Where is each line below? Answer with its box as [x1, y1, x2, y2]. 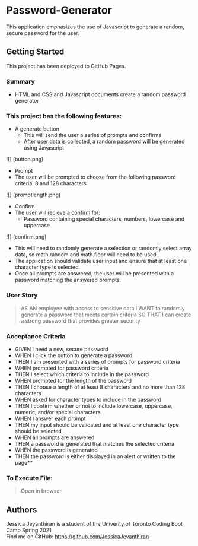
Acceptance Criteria [6, 332, 66, 340]
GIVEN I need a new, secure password [14, 345, 108, 353]
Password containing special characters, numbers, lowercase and [23, 215, 185, 223]
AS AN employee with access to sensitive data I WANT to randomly [20, 304, 185, 312]
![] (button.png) [6, 155, 44, 163]
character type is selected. [14, 264, 81, 271]
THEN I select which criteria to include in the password [14, 370, 149, 377]
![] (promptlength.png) [6, 191, 61, 199]
